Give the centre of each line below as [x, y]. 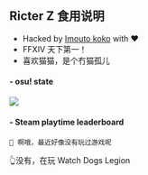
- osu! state [32, 82]
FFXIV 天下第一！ [55, 49]
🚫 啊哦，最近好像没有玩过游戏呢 [60, 143]
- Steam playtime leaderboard [67, 122]
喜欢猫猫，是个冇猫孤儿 [66, 60]
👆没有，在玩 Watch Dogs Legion [70, 161]
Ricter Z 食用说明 [57, 16]
